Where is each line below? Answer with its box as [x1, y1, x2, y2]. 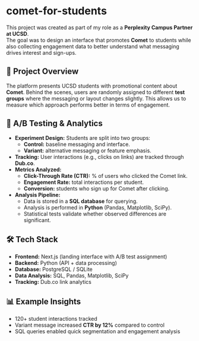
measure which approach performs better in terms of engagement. [6, 101, 170, 108]
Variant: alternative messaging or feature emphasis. [23, 147, 151, 154]
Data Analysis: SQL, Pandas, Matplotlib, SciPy [14, 272, 129, 279]
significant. [23, 216, 52, 224]
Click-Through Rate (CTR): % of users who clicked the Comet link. [23, 172, 188, 179]
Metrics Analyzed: [14, 165, 62, 173]
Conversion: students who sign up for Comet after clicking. [23, 184, 170, 192]
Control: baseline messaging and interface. [23, 140, 131, 148]
